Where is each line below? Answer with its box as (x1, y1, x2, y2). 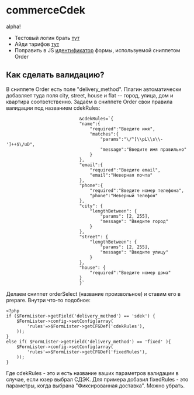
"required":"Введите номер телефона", (89, 187, 184, 194)
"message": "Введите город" (100, 218, 168, 224)
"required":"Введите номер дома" (89, 269, 171, 276)
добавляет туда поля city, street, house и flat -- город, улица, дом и (6, 92, 174, 99)
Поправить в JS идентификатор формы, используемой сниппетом (14, 46, 181, 53)
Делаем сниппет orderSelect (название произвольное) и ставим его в (6, 290, 181, 297)
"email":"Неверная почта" (89, 172, 153, 178)
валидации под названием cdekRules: (6, 104, 101, 112)
